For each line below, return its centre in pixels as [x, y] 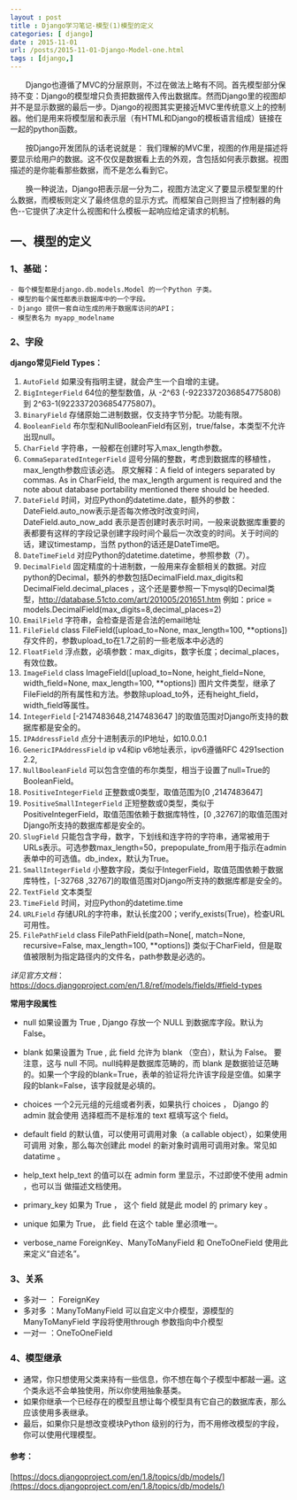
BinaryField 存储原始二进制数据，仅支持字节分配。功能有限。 [135, 414]
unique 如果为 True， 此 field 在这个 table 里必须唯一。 [122, 1224]
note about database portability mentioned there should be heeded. [146, 489]
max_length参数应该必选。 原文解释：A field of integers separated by [149, 469]
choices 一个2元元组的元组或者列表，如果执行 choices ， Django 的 [145, 1104]
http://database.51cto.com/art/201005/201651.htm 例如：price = [156, 599]
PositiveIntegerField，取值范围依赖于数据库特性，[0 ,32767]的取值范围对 [155, 814]
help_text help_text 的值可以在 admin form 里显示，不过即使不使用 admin [155, 1175]
